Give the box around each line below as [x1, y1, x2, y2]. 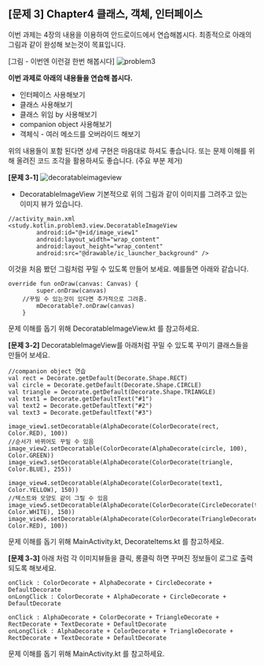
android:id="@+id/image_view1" [36, 228, 139, 236]
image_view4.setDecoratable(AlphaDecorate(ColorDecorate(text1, [8, 479, 223, 487]
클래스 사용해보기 [19, 99, 73, 109]
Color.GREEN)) [8, 451, 55, 459]
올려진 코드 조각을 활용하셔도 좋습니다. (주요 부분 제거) [16, 156, 183, 165]
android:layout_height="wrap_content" [36, 242, 163, 250]
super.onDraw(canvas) [36, 287, 108, 294]
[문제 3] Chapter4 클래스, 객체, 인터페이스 [8, 7, 203, 21]
